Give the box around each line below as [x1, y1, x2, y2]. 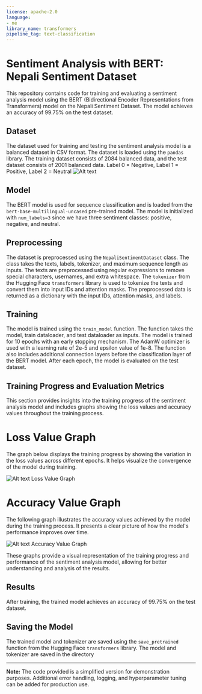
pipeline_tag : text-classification [6, 31, 96, 37]
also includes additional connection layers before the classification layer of [6, 351, 191, 358]
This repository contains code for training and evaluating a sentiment [6, 90, 177, 97]
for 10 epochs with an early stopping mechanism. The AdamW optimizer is [6, 338, 191, 345]
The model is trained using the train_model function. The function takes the [6, 325, 194, 332]
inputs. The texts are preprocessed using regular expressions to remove [6, 266, 185, 273]
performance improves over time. [6, 529, 89, 535]
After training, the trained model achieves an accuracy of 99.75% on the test [6, 598, 196, 605]
